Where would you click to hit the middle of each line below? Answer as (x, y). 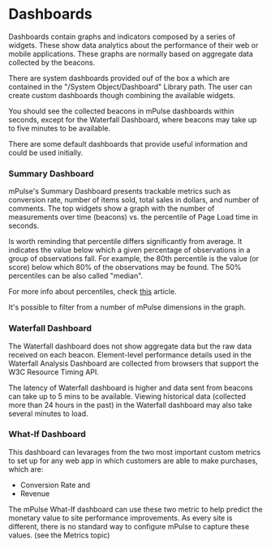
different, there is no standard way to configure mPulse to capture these (129, 526)
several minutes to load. (48, 413)
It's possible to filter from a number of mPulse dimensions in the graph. (127, 307)
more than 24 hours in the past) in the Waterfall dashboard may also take (131, 405)
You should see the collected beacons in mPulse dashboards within (121, 111)
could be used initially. (46, 152)
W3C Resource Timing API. (54, 372)
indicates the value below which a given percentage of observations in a (129, 250)
